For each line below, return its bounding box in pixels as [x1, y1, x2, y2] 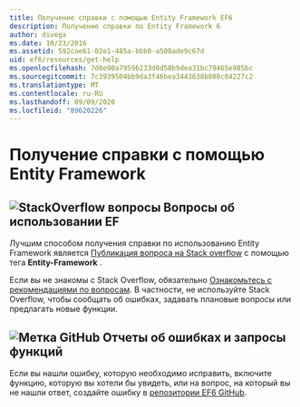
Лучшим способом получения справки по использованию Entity [9, 238, 260, 249]
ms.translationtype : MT [9, 80, 100, 90]
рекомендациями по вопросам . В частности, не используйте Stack [9, 284, 270, 295]
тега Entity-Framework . [9, 257, 102, 268]
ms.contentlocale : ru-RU [9, 89, 103, 98]
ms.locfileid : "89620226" [9, 106, 107, 115]
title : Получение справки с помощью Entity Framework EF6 [9, 13, 233, 23]
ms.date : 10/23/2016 [9, 38, 88, 48]
